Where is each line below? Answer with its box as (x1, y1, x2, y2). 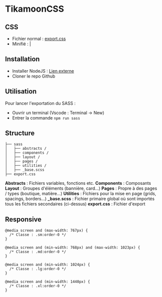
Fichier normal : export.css (12, 36, 66, 41)
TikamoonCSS (5, 3, 64, 15)
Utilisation (5, 87, 37, 96)
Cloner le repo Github (12, 73, 55, 79)
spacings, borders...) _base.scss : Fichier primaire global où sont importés (5, 196, 155, 202)
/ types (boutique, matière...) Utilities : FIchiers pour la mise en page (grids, (5, 191, 157, 197)
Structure (5, 129, 35, 138)
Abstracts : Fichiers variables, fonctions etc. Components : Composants (5, 180, 151, 186)
